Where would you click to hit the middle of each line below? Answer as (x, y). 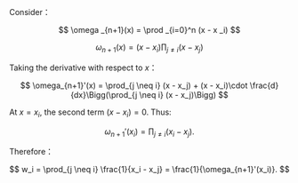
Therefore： (32, 152)
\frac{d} (264, 85)
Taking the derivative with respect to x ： (83, 68)
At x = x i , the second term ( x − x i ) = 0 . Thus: (90, 113)
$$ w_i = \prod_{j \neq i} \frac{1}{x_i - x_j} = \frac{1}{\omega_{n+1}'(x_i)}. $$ (149, 170)
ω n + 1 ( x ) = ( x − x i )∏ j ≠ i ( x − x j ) (149, 48)
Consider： (30, 12)
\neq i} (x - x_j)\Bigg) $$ (184, 94)
